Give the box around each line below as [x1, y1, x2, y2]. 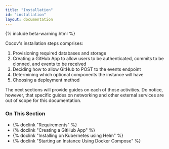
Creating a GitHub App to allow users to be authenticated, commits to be [12, 56, 164, 62]
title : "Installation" [5, 7, 53, 13]
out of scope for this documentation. [5, 97, 82, 104]
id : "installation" [5, 12, 47, 17]
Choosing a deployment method [12, 77, 80, 83]
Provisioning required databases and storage [12, 50, 107, 56]
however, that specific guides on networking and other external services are [5, 92, 164, 98]
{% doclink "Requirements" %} [12, 122, 77, 128]
